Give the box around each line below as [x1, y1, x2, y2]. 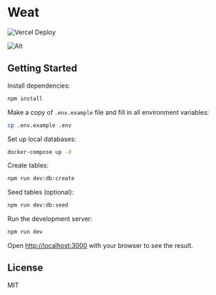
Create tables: [7, 161, 49, 170]
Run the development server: [7, 214, 93, 223]
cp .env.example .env [7, 122, 72, 129]
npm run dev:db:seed [7, 202, 69, 209]
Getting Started [7, 62, 78, 75]
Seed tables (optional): [7, 188, 74, 197]
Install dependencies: [7, 81, 71, 90]
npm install [7, 95, 43, 102]
